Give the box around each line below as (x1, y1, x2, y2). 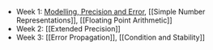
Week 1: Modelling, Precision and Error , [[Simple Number (15, 7, 206, 16)
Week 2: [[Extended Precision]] (15, 24, 121, 33)
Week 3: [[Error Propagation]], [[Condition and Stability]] (15, 32, 205, 42)
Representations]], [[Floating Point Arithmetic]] (15, 15, 173, 25)
